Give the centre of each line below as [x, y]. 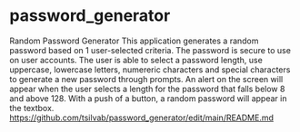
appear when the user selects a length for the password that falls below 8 [147, 89]
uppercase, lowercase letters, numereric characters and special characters [150, 70]
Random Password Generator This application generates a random [134, 41]
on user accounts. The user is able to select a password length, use [136, 60]
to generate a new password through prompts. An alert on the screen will [146, 79]
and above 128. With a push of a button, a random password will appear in [148, 98]
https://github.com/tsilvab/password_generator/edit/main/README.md [142, 118]
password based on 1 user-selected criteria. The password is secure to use [150, 50]
